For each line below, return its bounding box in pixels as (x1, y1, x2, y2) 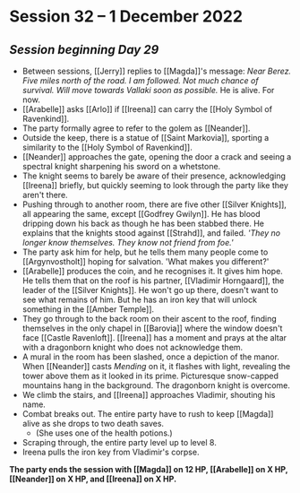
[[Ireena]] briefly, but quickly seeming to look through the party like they (21, 180, 289, 190)
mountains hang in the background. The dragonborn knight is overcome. (21, 380, 291, 391)
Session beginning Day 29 (9, 42, 159, 57)
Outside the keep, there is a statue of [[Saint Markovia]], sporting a (21, 133, 270, 143)
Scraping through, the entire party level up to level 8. (21, 437, 217, 447)
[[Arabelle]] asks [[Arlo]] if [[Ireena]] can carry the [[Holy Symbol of (21, 104, 273, 114)
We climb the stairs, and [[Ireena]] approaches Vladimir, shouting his (21, 390, 276, 400)
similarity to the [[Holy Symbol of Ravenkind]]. (21, 142, 193, 152)
